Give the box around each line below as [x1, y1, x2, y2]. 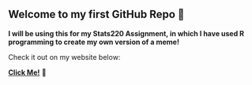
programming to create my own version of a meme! [8, 37, 180, 46]
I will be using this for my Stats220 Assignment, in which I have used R [8, 28, 245, 38]
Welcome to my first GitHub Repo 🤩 [8, 8, 185, 21]
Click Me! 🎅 [8, 68, 47, 77]
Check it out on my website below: [8, 52, 121, 61]
